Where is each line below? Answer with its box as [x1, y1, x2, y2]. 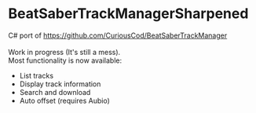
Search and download [19, 87, 91, 97]
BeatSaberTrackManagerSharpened [8, 5, 249, 23]
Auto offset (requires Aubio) [19, 96, 110, 105]
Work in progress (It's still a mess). [8, 47, 121, 56]
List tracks [19, 71, 53, 80]
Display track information [19, 79, 101, 89]
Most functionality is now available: [8, 56, 123, 65]
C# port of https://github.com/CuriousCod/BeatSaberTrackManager [8, 31, 228, 40]
